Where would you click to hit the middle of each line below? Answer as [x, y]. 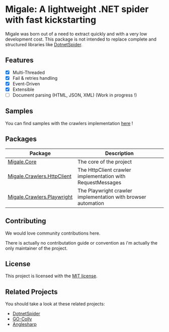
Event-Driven [26, 83]
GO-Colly [22, 319]
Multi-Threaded [29, 72]
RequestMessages [99, 182]
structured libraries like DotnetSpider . [44, 44]
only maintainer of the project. [36, 248]
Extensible [23, 89]
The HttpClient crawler [104, 170]
